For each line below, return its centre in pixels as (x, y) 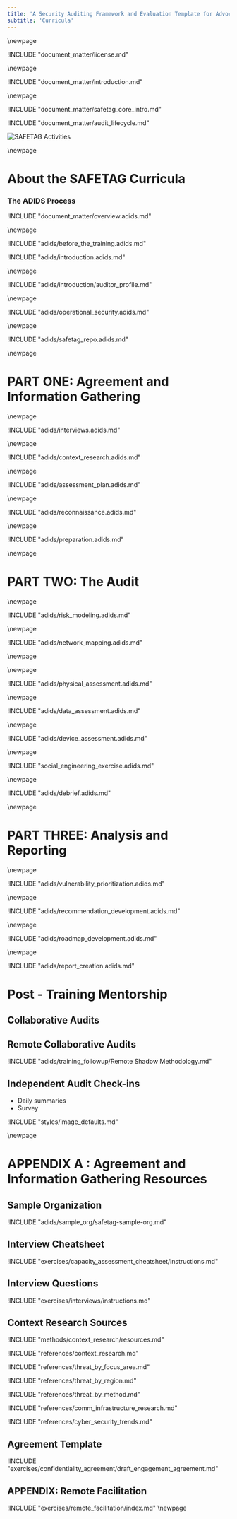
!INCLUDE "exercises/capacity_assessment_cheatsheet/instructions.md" (113, 1261)
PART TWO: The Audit (73, 582)
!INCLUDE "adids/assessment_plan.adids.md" (74, 484)
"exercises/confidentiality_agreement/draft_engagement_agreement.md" (113, 1469)
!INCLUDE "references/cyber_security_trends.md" (80, 1422)
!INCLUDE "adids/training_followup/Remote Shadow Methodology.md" (110, 1062)
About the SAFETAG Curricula (96, 178)
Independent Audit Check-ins (74, 1083)
